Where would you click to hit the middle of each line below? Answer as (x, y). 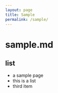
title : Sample (20, 15)
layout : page (19, 10)
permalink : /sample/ (27, 19)
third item (22, 86)
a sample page (28, 75)
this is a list (24, 81)
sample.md (29, 44)
